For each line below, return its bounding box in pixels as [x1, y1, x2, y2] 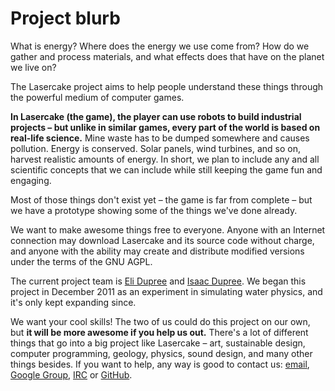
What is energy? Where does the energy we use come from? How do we [10, 40, 310, 52]
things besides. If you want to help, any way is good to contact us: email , [10, 358, 310, 370]
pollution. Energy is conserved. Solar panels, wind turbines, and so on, [10, 142, 302, 154]
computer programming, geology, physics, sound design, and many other [10, 347, 313, 359]
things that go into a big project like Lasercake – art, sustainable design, [10, 337, 306, 349]
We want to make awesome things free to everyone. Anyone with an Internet [10, 223, 326, 236]
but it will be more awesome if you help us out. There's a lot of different [10, 326, 309, 338]
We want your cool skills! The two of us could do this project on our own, [10, 315, 311, 327]
